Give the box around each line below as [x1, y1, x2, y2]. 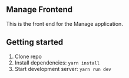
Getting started [6, 38, 64, 48]
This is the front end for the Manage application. [6, 20, 124, 27]
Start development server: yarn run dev [14, 65, 112, 72]
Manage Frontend [6, 5, 72, 15]
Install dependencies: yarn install [14, 59, 100, 66]
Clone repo [14, 53, 42, 60]
